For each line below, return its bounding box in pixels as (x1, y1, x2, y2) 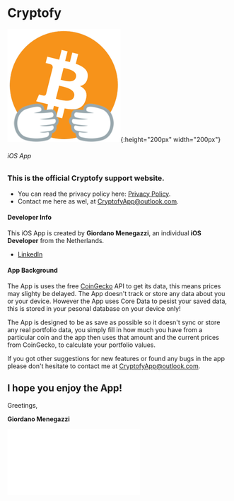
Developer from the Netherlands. (7, 236, 105, 244)
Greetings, (7, 401, 38, 409)
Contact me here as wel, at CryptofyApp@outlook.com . (17, 196, 179, 206)
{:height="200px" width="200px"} (120, 135, 221, 143)
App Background (7, 266, 58, 275)
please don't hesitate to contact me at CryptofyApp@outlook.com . (7, 362, 201, 370)
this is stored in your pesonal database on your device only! (7, 304, 182, 312)
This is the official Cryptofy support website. (7, 173, 165, 183)
